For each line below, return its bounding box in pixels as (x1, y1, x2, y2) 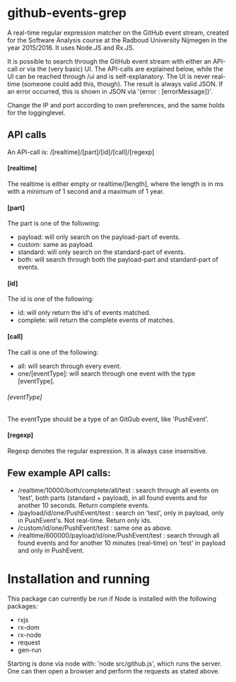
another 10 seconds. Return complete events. (17, 501, 150, 509)
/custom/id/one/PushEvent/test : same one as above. (17, 524, 172, 532)
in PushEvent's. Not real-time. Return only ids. (17, 516, 152, 524)
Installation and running (7, 571, 151, 586)
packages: (7, 601, 38, 610)
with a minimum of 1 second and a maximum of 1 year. (7, 187, 165, 195)
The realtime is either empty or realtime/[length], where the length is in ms (7, 179, 224, 188)
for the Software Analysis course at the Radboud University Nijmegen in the (7, 35, 228, 44)
